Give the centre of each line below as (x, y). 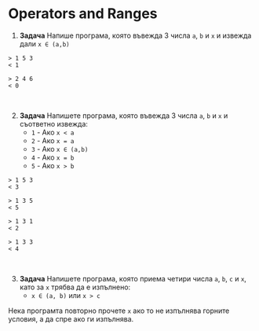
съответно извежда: (54, 123)
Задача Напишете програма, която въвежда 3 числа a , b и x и (124, 116)
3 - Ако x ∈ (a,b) (60, 149)
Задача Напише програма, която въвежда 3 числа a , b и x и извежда (135, 35)
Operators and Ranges (83, 14)
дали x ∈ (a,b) (44, 43)
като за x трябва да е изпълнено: (75, 287)
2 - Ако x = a (53, 140)
